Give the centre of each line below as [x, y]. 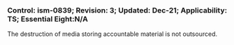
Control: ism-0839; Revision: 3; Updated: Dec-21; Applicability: [117, 10]
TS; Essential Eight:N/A [48, 19]
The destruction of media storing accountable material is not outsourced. [112, 34]
